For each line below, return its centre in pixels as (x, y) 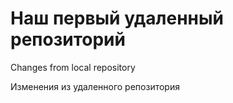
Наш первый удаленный (117, 18)
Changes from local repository (73, 67)
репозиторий (68, 39)
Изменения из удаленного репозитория (95, 86)
